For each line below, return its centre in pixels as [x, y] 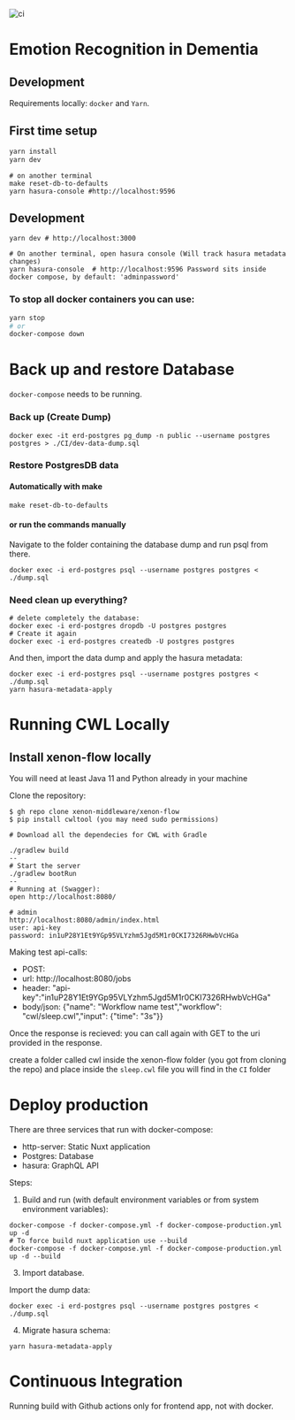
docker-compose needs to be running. [76, 395]
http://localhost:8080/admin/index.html [85, 920]
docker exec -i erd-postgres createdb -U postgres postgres [122, 641]
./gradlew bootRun [43, 874]
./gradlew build [39, 851]
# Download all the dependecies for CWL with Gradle [108, 835]
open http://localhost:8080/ [63, 897]
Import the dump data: [50, 1290]
